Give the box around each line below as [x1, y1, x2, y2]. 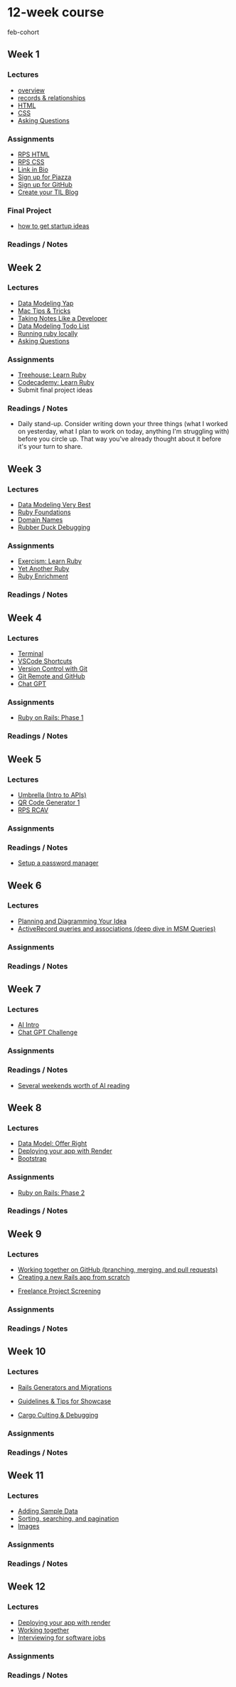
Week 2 [7, 261, 42, 274]
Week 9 [7, 1228, 42, 1240]
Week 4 [7, 612, 43, 624]
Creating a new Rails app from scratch [17, 1273, 130, 1282]
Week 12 [7, 1580, 46, 1593]
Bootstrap [17, 1154, 47, 1163]
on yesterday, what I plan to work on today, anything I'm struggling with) [17, 427, 230, 436]
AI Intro [17, 1021, 40, 1029]
